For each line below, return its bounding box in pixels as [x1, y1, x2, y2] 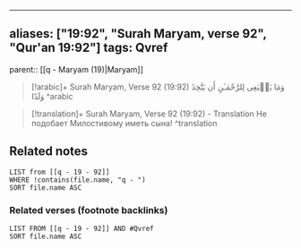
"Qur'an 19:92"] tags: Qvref [9, 40, 168, 56]
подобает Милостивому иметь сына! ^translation [30, 117, 218, 128]
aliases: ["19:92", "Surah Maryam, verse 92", [9, 26, 267, 41]
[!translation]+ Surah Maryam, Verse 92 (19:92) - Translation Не [30, 108, 267, 119]
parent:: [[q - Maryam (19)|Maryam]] [9, 64, 143, 74]
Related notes [9, 144, 88, 159]
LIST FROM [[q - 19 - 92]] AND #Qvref [9, 224, 154, 233]
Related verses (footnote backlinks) [9, 203, 168, 216]
